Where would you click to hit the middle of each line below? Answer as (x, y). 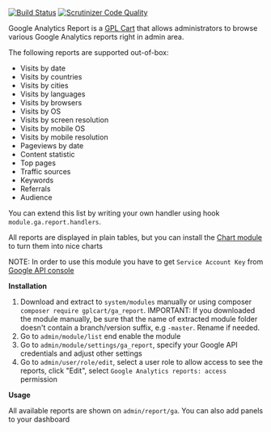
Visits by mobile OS (53, 128)
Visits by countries (51, 77)
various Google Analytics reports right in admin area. (96, 37)
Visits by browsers (51, 103)
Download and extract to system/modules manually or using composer (136, 302)
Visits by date (43, 68)
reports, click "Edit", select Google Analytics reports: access (123, 370)
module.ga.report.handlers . (55, 222)
